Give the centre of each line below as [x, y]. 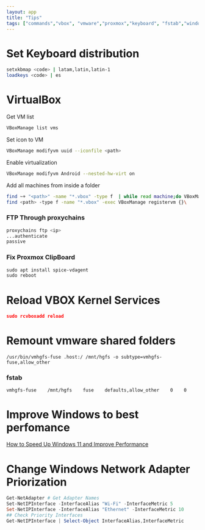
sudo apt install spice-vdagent [47, 270]
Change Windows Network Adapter [98, 469]
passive [16, 242]
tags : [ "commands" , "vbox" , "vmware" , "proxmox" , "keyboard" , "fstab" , [95, 23]
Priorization [37, 482]
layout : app [21, 12]
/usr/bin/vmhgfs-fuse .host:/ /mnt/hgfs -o [63, 357]
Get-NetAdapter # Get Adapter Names [53, 498]
